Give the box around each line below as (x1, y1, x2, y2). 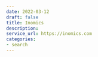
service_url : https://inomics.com (6, 31, 93, 37)
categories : (6, 36, 36, 42)
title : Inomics (6, 20, 44, 26)
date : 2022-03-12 (6, 8, 50, 15)
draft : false (6, 14, 39, 20)
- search (6, 42, 28, 48)
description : (6, 25, 39, 31)
